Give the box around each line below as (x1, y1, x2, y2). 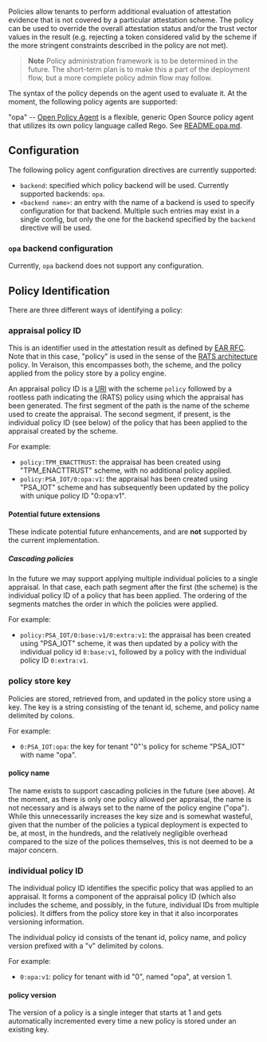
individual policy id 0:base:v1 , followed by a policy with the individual (19, 647, 247, 657)
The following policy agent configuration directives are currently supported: (8, 165, 257, 175)
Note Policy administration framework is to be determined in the (27, 56, 238, 65)
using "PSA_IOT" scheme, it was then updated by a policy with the (19, 639, 238, 648)
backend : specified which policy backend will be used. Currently (19, 180, 230, 190)
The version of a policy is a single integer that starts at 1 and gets (8, 1008, 222, 1017)
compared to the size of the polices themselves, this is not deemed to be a (8, 836, 253, 846)
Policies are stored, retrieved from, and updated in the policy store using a (8, 694, 252, 703)
